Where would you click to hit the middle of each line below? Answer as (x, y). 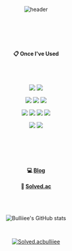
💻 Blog (36, 170)
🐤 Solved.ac (36, 186)
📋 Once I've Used (36, 53)
